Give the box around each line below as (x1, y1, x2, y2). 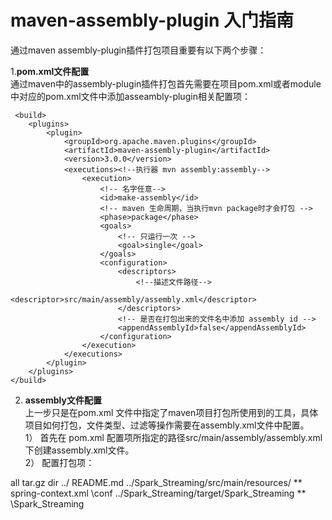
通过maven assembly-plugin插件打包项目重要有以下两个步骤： (10, 44, 267, 56)
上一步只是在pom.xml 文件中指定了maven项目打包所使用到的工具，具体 (24, 406, 319, 418)
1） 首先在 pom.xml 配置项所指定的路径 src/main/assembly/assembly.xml (24, 431, 323, 443)
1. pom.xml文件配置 (10, 65, 90, 77)
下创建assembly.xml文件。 (24, 444, 135, 456)
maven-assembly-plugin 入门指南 (10, 9, 295, 32)
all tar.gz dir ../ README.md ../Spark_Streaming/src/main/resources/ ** (10, 476, 303, 488)
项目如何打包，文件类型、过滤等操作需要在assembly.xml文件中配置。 (24, 419, 310, 431)
